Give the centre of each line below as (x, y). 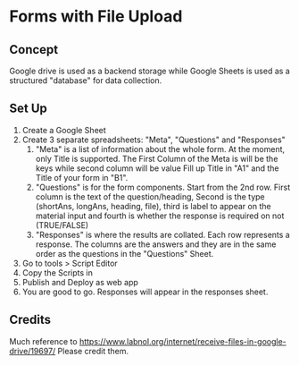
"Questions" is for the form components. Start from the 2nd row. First (163, 187)
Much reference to (43, 341)
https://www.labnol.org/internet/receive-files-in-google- (183, 341)
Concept (34, 50)
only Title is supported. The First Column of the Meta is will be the (157, 158)
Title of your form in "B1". (82, 177)
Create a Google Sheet (64, 130)
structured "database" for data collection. (86, 81)
